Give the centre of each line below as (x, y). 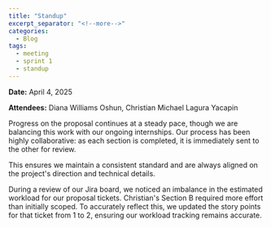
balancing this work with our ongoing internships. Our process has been (129, 131)
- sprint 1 (34, 62)
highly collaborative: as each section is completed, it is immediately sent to (134, 140)
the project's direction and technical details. (82, 173)
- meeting (32, 54)
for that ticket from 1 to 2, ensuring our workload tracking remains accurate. (135, 215)
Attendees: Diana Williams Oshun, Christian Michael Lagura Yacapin (123, 107)
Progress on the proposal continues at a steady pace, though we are (123, 123)
